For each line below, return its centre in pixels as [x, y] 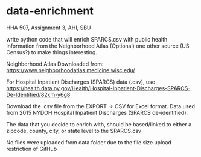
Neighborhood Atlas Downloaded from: [55, 64]
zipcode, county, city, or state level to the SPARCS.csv [74, 131]
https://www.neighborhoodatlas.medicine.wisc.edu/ [71, 70]
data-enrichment [50, 11]
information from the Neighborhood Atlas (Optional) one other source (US [98, 46]
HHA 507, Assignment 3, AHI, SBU [49, 28]
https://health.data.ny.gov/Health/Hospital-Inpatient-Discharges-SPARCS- [98, 88]
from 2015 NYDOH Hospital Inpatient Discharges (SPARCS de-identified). [97, 112]
